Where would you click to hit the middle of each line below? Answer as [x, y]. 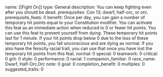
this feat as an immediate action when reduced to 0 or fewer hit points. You [81, 28]
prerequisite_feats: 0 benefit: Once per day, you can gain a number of [75, 17]
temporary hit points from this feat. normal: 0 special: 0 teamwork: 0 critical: [82, 54]
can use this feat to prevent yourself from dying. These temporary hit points [81, 33]
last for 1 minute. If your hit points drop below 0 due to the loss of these [77, 38]
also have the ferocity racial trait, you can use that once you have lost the [79, 48]
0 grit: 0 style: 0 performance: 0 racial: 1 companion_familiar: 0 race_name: [81, 59]
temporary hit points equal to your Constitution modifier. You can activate [79, 22]
